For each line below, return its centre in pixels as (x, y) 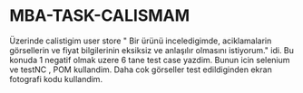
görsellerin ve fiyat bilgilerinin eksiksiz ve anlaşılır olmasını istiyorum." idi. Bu (152, 50)
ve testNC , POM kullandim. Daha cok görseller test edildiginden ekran (141, 70)
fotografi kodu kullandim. (56, 79)
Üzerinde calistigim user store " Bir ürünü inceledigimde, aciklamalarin (141, 41)
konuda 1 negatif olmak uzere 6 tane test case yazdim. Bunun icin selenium (150, 60)
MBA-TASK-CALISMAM (100, 16)
